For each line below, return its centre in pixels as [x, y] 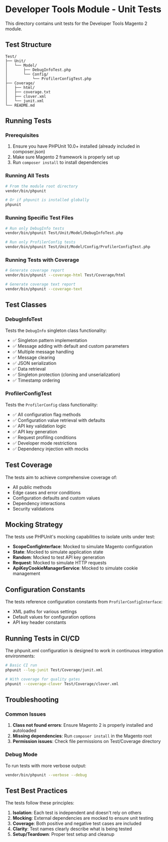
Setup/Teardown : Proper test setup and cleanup [64, 834]
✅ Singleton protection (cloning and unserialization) [66, 375]
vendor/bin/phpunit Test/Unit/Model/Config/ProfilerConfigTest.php [78, 247]
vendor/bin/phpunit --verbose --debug [46, 775]
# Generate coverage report [35, 271]
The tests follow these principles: [40, 803]
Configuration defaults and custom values [56, 498]
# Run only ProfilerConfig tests [40, 242]
